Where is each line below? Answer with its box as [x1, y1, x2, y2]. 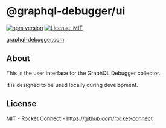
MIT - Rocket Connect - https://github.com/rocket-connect [6, 115, 153, 122]
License [6, 98, 37, 109]
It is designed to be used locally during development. [6, 81, 138, 88]
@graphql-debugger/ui [6, 4, 126, 18]
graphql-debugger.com [6, 36, 65, 43]
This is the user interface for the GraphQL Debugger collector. [6, 69, 161, 77]
